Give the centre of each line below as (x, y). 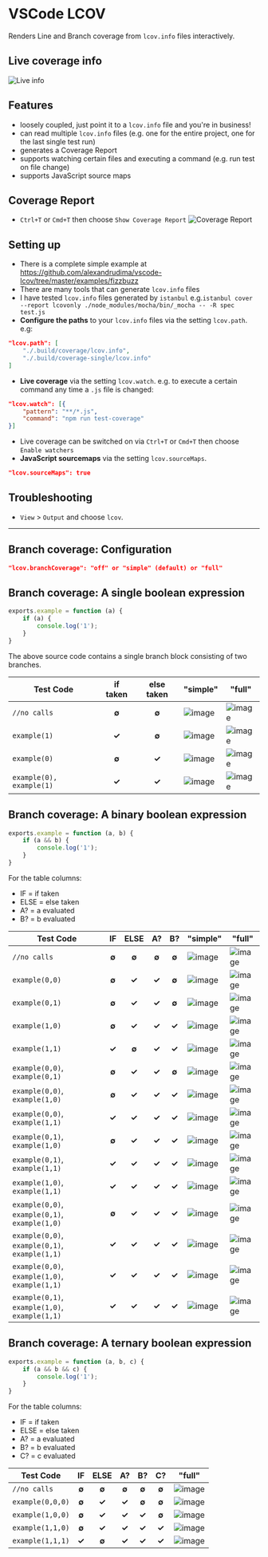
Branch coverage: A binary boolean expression (128, 815)
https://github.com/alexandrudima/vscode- (91, 273)
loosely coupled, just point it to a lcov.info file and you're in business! (135, 124)
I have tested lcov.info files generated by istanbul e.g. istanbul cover (136, 298)
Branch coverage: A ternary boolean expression (130, 1344)
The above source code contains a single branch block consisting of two (128, 656)
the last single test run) (57, 141)
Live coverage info (55, 61)
